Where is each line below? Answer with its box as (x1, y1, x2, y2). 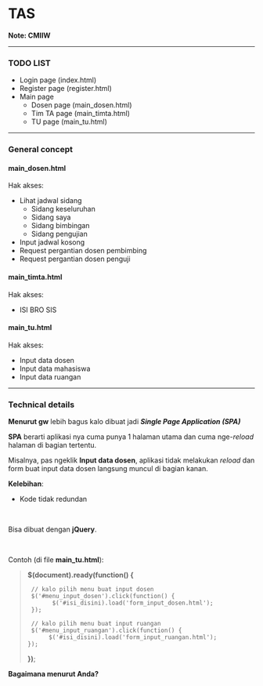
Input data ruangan (19, 372, 81, 381)
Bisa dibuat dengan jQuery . (8, 524, 97, 534)
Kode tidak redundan (19, 495, 88, 504)
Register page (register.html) (19, 84, 112, 93)
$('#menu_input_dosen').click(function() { (31, 593, 175, 601)
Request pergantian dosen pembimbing (19, 246, 147, 256)
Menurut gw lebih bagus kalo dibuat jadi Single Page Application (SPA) (8, 417, 241, 426)
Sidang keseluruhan (31, 205, 95, 214)
